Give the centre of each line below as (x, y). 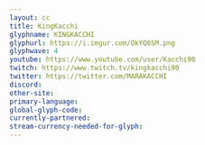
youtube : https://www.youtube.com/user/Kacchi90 (102, 59)
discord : (26, 85)
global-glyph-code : (46, 110)
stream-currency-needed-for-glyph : (76, 127)
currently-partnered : (50, 118)
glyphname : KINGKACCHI (52, 34)
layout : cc (30, 18)
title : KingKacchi (44, 26)
